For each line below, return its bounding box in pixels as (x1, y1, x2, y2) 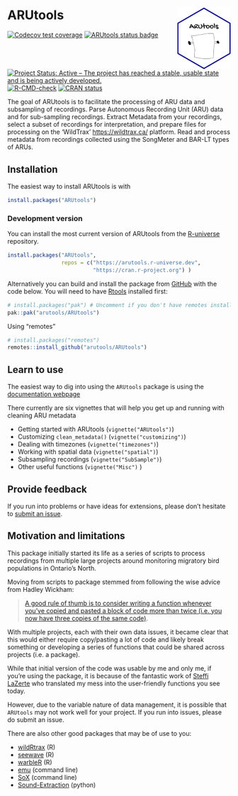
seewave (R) (17, 750, 55, 758)
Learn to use (7, 364, 64, 376)
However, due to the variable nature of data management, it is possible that (7, 700, 227, 709)
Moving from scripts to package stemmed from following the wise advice (7, 578, 221, 586)
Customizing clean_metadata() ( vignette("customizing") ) (17, 432, 186, 441)
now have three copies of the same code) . (24, 614, 149, 622)
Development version (7, 213, 83, 223)
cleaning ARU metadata (7, 411, 76, 420)
